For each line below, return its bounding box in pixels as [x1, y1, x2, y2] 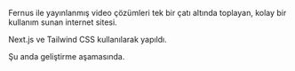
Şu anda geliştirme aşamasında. [8, 51, 125, 61]
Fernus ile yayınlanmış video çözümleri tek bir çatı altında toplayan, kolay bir [8, 8, 287, 18]
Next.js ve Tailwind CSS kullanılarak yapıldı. [8, 35, 168, 44]
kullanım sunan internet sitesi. [8, 17, 117, 28]
